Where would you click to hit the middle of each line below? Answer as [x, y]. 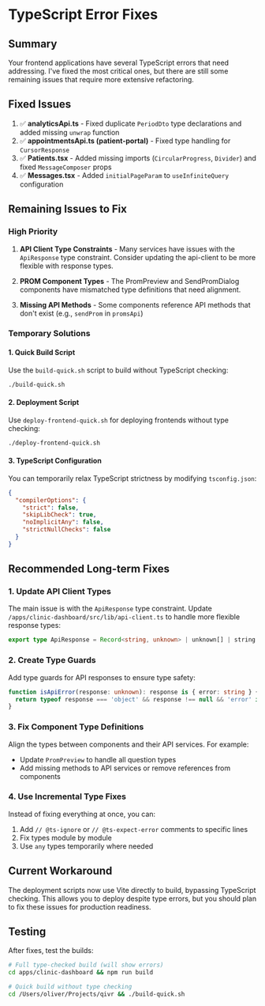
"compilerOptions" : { [51, 500]
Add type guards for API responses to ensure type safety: [102, 677]
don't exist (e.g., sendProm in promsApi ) [81, 313]
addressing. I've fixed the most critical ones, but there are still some [118, 71]
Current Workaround [60, 871]
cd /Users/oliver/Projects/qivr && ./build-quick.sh [97, 994]
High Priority [33, 232]
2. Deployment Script [44, 403]
